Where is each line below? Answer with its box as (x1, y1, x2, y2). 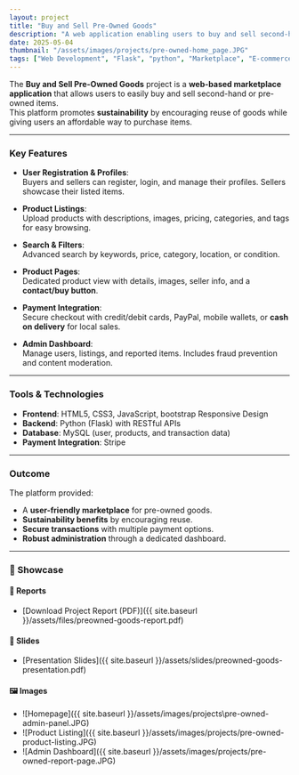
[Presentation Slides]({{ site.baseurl (21, 655, 154, 666)
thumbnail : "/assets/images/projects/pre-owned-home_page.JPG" (9, 46, 249, 55)
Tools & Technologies (9, 388, 104, 400)
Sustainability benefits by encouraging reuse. (21, 513, 193, 525)
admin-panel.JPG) (21, 718, 90, 729)
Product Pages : (21, 266, 81, 277)
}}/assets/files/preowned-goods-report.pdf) (21, 615, 184, 626)
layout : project (9, 12, 69, 22)
